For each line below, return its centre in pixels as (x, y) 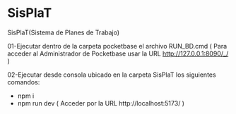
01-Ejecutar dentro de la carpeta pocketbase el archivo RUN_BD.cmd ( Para (117, 46)
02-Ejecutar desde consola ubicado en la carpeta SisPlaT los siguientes (112, 75)
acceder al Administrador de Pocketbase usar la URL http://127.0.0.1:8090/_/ (118, 53)
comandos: (24, 82)
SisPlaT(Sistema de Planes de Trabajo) (64, 32)
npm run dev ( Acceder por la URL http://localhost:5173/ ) (101, 103)
